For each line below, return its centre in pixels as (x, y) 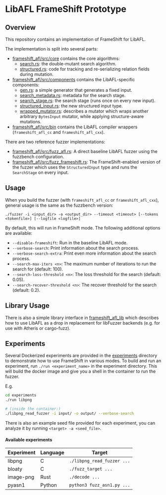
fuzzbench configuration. (38, 157)
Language (52, 453)
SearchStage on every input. (41, 172)
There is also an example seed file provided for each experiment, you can (80, 423)
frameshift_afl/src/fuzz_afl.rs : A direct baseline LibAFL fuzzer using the (85, 151)
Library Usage (27, 306)
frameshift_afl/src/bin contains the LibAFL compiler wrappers (75, 127)
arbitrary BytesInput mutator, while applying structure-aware (82, 116)
